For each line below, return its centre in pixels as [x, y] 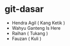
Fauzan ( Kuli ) [27, 39]
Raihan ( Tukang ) [30, 33]
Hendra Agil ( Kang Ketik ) [38, 23]
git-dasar [24, 9]
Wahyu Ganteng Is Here [36, 28]
